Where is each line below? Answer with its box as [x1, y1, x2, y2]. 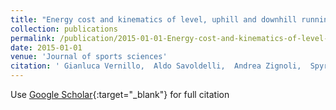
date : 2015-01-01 [10, 42, 83, 53]
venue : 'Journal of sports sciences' [10, 52, 168, 62]
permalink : [10, 33, 56, 43]
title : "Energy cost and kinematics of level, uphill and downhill [10, 14, 298, 25]
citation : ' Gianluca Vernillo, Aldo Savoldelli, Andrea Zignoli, [10, 61, 302, 71]
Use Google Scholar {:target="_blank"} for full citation [10, 89, 230, 100]
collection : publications [10, 24, 118, 34]
